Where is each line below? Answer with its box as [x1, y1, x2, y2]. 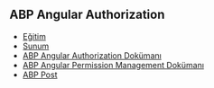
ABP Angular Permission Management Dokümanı [22, 59, 205, 70]
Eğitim [22, 31, 47, 41]
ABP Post [22, 69, 58, 80]
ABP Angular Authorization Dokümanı [22, 49, 163, 61]
